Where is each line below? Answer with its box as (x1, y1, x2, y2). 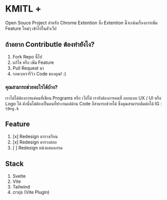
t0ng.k (5, 106, 19, 111)
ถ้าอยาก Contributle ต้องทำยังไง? (5, 40, 95, 49)
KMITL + (5, 3, 42, 15)
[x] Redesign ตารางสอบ (12, 139, 57, 145)
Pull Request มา (12, 65, 44, 71)
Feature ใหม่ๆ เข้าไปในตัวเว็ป (5, 25, 57, 31)
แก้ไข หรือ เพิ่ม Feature (12, 59, 54, 65)
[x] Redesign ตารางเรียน (12, 133, 58, 139)
